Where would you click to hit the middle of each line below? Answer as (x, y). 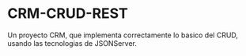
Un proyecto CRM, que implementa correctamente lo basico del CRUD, (123, 35)
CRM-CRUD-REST (68, 14)
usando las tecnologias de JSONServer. (72, 43)
